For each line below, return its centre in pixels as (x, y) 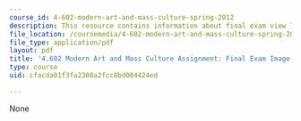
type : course (34, 68)
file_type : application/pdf (62, 42)
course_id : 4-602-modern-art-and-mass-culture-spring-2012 (122, 17)
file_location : (38, 34)
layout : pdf (31, 51)
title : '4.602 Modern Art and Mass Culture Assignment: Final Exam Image (150, 59)
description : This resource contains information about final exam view (148, 26)
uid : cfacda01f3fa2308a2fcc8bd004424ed (84, 76)
